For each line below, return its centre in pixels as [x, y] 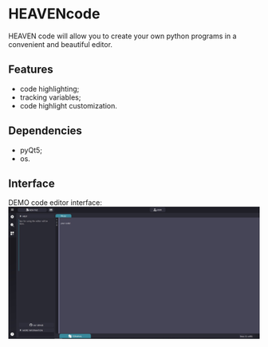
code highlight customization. [68, 105]
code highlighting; [49, 89]
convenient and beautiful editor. [61, 44]
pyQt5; [31, 150]
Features [31, 70]
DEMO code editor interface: [55, 203]
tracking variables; [50, 97]
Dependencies [45, 131]
